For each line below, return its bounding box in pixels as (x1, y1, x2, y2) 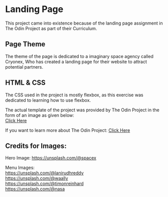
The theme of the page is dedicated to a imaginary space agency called (5, 53, 154, 59)
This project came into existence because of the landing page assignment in (5, 20, 163, 26)
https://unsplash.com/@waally (5, 175, 69, 181)
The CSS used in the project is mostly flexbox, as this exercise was (5, 92, 144, 98)
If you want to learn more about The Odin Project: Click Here (5, 127, 130, 133)
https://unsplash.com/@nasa (5, 186, 65, 192)
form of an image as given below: (5, 112, 74, 118)
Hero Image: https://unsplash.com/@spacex (5, 155, 97, 161)
